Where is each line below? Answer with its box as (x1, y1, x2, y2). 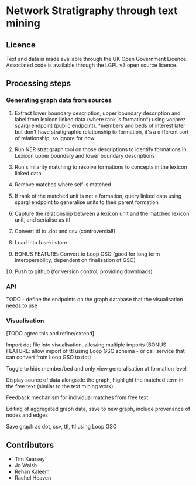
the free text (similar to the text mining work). (6, 383, 115, 390)
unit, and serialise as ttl (14, 216, 71, 223)
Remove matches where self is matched (14, 181, 111, 188)
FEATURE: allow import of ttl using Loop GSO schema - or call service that (6, 348, 185, 355)
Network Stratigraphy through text (6, 4, 178, 18)
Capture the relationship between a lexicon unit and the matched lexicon (14, 210, 190, 217)
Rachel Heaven (14, 474, 51, 481)
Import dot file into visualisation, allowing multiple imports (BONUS (6, 341, 167, 348)
